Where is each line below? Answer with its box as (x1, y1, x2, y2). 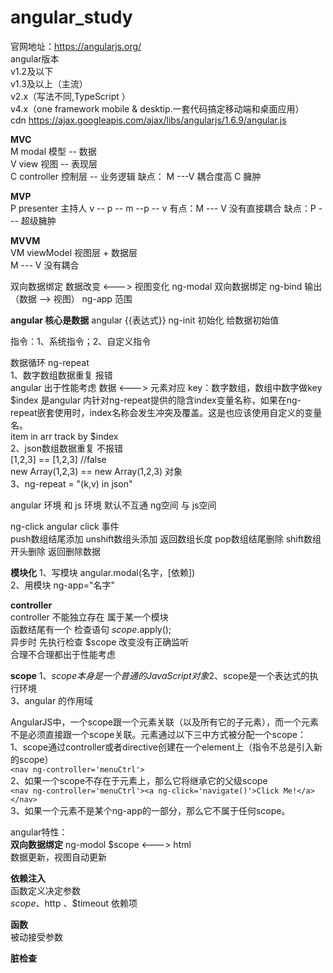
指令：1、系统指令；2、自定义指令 (10, 335, 152, 347)
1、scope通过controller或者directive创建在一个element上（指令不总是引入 (10, 741, 314, 753)
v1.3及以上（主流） (10, 77, 88, 90)
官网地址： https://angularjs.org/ (10, 40, 142, 52)
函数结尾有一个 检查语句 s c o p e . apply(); (10, 623, 172, 635)
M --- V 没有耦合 (10, 259, 80, 271)
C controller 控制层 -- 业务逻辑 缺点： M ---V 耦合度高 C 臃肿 (10, 170, 262, 182)
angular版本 (10, 52, 60, 65)
